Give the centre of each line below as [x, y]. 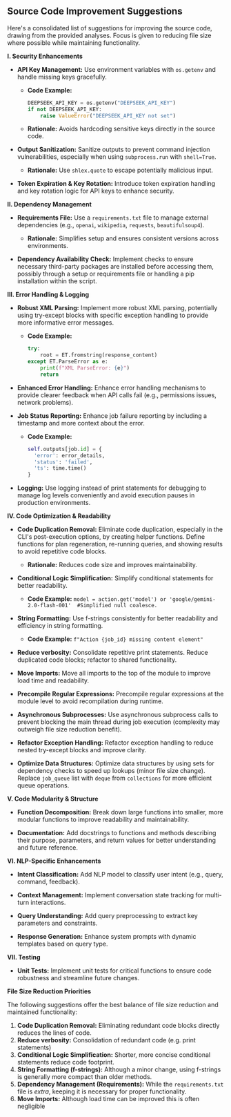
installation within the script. [57, 281]
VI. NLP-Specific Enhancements [54, 861]
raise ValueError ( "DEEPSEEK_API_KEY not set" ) [108, 116]
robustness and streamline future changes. [78, 978]
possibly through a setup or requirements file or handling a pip [106, 274]
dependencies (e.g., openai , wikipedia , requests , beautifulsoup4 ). [111, 225]
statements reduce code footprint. [66, 1062]
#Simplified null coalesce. [117, 606]
